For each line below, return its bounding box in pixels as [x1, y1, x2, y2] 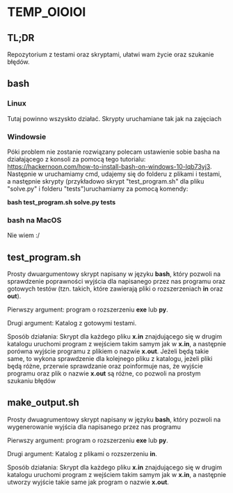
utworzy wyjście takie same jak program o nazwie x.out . [7, 478, 169, 486]
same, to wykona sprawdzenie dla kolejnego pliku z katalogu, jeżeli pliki [7, 355, 213, 363]
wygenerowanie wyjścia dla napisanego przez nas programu [7, 422, 181, 431]
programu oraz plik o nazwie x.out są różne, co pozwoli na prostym [7, 369, 201, 378]
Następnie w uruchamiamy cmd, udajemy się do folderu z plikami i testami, [7, 170, 222, 178]
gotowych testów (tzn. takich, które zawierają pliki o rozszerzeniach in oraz [7, 284, 224, 293]
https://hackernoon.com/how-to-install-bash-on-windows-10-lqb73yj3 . [7, 162, 212, 170]
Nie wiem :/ [7, 231, 40, 240]
